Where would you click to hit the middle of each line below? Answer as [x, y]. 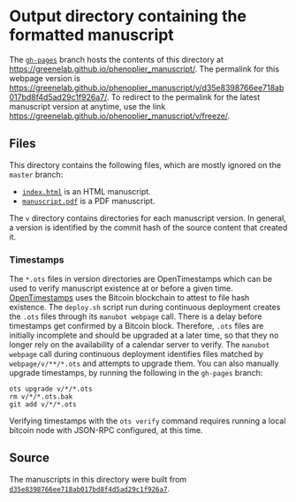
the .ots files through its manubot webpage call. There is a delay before [136, 316]
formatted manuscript [91, 35]
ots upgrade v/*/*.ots [51, 389]
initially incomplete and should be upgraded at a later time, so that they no [144, 335]
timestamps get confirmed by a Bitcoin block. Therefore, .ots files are [137, 326]
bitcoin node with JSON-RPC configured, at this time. [106, 430]
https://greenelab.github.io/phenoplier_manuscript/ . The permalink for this [144, 69]
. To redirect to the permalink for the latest [183, 97]
